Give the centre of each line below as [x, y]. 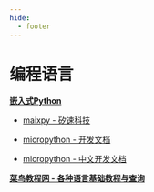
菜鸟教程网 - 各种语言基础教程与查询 [77, 178]
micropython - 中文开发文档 [75, 159]
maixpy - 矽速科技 [56, 120]
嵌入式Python [36, 101]
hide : [20, 18]
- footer [34, 26]
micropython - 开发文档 [67, 140]
